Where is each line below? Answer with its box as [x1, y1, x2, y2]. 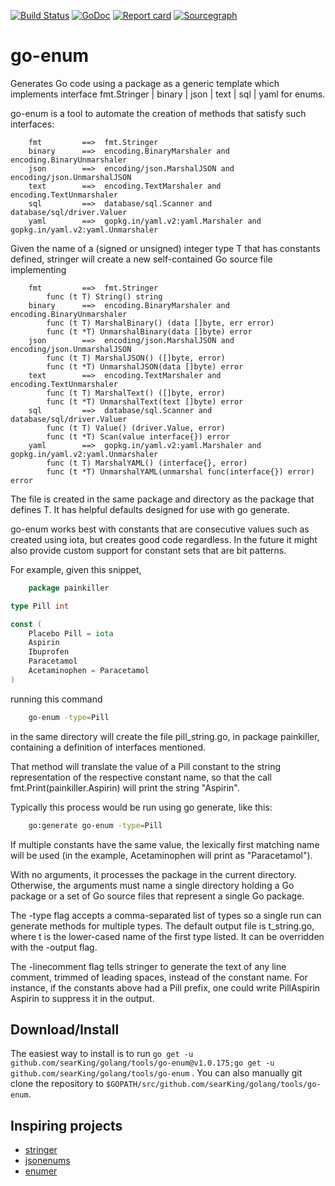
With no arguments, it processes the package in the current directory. [10, 868, 298, 880]
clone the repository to [10, 1078, 105, 1090]
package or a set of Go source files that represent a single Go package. [10, 890, 305, 902]
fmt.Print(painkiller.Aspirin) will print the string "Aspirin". [10, 781, 240, 794]
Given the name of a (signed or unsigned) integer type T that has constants [10, 242, 321, 254]
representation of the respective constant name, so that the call [10, 771, 272, 783]
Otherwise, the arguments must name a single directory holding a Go [10, 879, 295, 891]
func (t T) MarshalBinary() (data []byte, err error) [46, 318, 275, 328]
